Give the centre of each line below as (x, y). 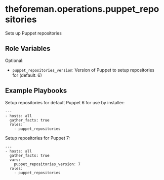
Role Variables (28, 48)
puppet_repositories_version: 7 (47, 164)
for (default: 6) (27, 75)
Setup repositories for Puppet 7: (38, 138)
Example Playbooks (36, 91)
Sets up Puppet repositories (33, 33)
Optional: (14, 60)
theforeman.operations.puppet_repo (82, 9)
